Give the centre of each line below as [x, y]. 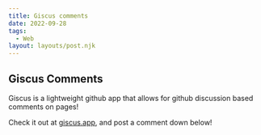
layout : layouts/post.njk [52, 46]
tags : [17, 31]
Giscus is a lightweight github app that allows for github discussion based [131, 98]
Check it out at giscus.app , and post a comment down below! [110, 122]
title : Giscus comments [48, 16]
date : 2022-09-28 [38, 23]
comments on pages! [44, 107]
